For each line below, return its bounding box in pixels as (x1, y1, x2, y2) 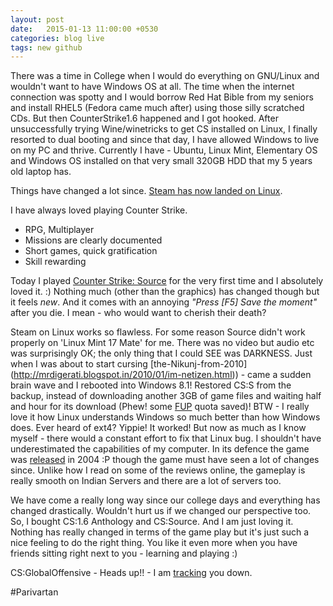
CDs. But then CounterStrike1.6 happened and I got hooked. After (10, 112, 279, 125)
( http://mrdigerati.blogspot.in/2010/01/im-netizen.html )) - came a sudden (10, 369, 312, 381)
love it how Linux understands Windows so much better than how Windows (10, 411, 321, 423)
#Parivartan (10, 586, 59, 598)
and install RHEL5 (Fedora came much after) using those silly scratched (10, 102, 305, 114)
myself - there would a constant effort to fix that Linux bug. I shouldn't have (10, 432, 322, 445)
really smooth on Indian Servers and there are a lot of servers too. (10, 475, 282, 487)
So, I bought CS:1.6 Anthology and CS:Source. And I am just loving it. (10, 516, 294, 528)
